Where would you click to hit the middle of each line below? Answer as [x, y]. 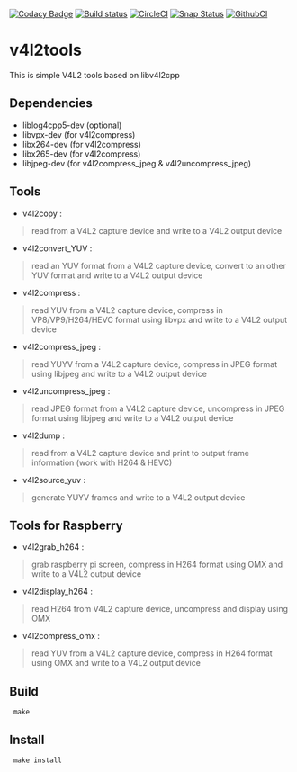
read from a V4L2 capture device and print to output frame [140, 453]
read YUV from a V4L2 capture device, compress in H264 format [152, 653]
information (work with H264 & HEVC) [102, 462]
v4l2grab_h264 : [53, 547]
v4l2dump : [44, 435]
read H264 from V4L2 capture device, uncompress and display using [159, 609]
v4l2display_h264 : [57, 592]
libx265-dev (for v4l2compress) [81, 154]
